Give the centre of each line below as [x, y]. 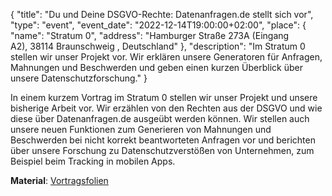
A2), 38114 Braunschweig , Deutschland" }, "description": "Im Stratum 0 [158, 46]
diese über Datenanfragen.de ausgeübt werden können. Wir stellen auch [160, 118]
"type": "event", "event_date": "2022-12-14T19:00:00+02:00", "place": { [158, 25]
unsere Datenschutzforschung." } [79, 78]
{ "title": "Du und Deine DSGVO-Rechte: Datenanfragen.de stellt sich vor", [162, 14]
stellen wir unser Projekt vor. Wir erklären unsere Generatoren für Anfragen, [166, 57]
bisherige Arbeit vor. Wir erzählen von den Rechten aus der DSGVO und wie [166, 108]
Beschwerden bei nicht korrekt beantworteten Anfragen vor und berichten [163, 140]
